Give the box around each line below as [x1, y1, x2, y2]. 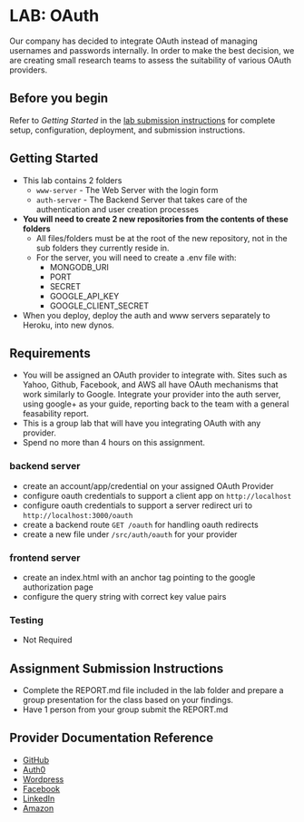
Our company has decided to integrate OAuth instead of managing [9, 35, 259, 46]
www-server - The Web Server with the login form [35, 184, 219, 195]
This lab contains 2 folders [22, 174, 123, 186]
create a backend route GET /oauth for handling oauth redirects [22, 519, 259, 530]
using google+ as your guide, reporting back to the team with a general [22, 398, 289, 409]
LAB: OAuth [9, 5, 100, 26]
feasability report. [22, 408, 89, 419]
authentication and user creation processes [35, 203, 200, 214]
